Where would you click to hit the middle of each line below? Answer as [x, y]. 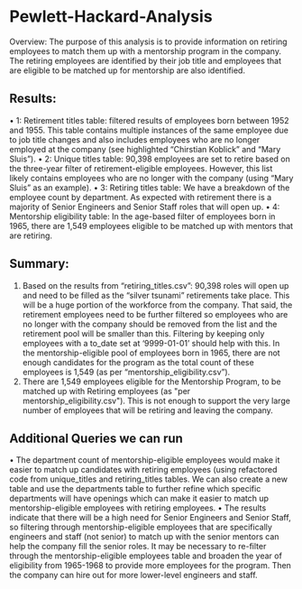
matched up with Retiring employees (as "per [106, 391]
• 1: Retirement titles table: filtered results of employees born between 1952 [149, 120]
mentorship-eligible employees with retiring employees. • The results [138, 508]
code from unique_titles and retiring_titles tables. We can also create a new [149, 479]
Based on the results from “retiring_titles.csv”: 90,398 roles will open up [156, 285]
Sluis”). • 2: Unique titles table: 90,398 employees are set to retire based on [150, 159]
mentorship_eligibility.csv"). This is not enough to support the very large [156, 400]
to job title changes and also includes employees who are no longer [135, 139]
